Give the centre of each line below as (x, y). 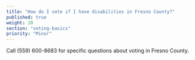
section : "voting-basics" (38, 28)
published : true (26, 17)
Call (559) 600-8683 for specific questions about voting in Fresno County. (98, 50)
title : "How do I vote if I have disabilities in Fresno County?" (91, 12)
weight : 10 (20, 23)
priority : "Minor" (29, 34)
